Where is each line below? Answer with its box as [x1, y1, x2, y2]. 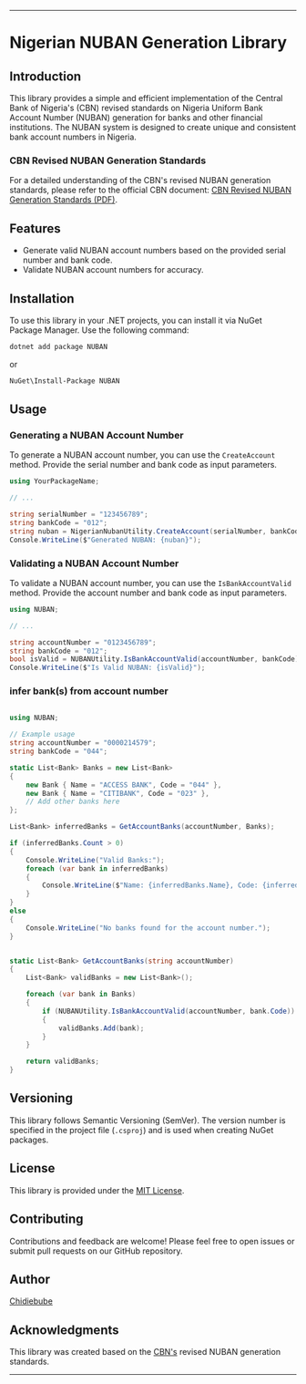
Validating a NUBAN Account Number [9, 557, 179, 570]
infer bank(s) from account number [9, 685, 168, 697]
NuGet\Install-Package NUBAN [9, 376, 120, 386]
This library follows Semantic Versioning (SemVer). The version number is [9, 1114, 286, 1126]
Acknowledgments [9, 1322, 120, 1338]
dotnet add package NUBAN [9, 342, 107, 351]
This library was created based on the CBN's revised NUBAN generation [9, 1347, 280, 1358]
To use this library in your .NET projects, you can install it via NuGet [9, 315, 262, 325]
